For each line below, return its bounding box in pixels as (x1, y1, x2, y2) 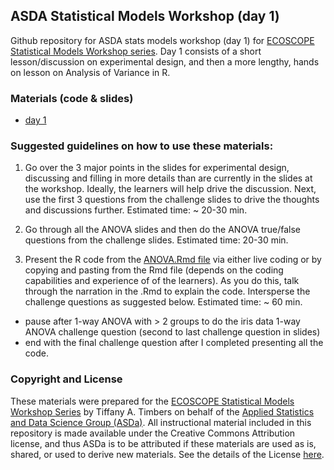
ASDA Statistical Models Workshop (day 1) (10, 8, 280, 25)
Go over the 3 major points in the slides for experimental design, (24, 162, 290, 174)
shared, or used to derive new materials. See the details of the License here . (10, 448, 325, 460)
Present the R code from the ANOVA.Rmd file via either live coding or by (24, 254, 322, 266)
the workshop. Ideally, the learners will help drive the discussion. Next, (24, 183, 317, 195)
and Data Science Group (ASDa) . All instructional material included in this (10, 416, 312, 428)
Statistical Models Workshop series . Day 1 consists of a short (10, 45, 262, 57)
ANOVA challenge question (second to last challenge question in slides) (24, 326, 321, 338)
